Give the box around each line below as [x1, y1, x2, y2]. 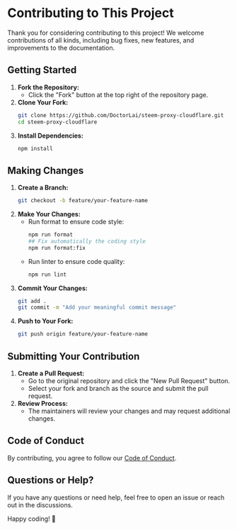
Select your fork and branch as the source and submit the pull [28, 385, 209, 392]
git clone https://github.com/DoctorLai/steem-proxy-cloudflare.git [17, 111, 224, 118]
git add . [17, 297, 47, 304]
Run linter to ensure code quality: [28, 257, 125, 265]
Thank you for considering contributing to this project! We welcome [7, 28, 204, 37]
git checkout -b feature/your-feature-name [17, 197, 149, 204]
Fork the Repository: [17, 83, 80, 92]
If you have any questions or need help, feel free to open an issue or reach [7, 493, 225, 502]
